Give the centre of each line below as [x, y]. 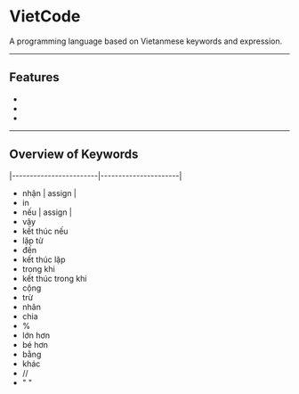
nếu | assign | [47, 212]
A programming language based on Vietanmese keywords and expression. [146, 41]
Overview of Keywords [74, 155]
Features [34, 78]
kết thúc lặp [44, 259]
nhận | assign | [49, 193]
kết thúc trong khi [54, 278]
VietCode [45, 16]
